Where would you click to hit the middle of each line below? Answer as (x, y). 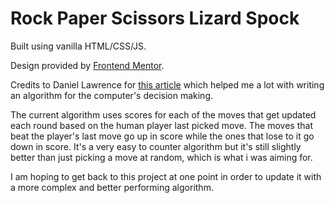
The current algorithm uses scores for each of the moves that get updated (163, 114)
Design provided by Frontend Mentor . (87, 65)
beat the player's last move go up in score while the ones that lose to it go (162, 136)
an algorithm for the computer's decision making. (111, 95)
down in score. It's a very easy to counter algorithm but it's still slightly (156, 146)
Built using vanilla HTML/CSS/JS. (78, 46)
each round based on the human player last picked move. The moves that (161, 125)
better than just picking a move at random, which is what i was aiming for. (161, 157)
